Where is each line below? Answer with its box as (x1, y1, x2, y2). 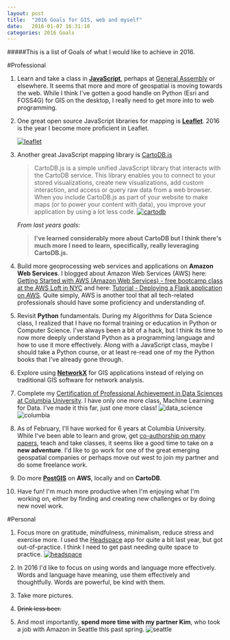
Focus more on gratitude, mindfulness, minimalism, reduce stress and (16, 528, 214, 537)
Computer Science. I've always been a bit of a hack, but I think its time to (16, 326, 223, 334)
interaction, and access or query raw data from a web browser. (34, 186, 212, 194)
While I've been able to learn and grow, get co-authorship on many (16, 432, 206, 440)
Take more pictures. (16, 591, 74, 600)
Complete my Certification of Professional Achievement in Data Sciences (16, 389, 223, 397)
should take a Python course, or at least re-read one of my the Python (16, 348, 215, 356)
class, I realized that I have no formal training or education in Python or (16, 319, 217, 328)
